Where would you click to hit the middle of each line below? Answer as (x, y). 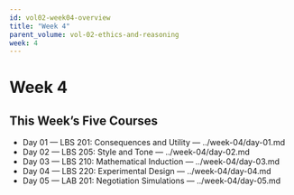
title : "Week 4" (40, 26)
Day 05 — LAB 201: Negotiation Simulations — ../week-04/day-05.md (152, 181)
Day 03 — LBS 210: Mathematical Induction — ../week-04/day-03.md (151, 162)
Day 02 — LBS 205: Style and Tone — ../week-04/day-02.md (136, 152)
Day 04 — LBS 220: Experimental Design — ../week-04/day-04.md (147, 172)
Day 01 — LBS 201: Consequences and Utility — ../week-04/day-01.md (154, 143)
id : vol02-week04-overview (60, 18)
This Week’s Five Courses (84, 121)
